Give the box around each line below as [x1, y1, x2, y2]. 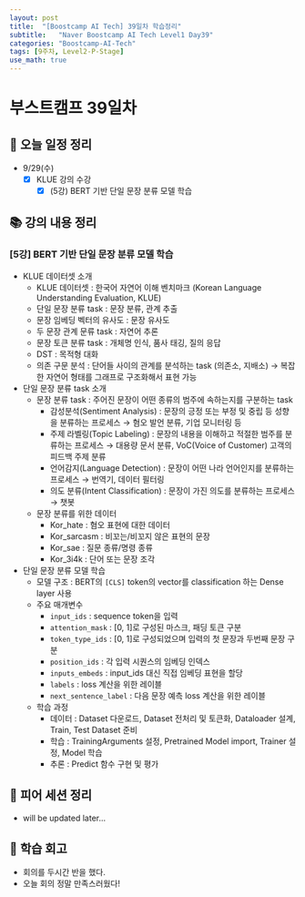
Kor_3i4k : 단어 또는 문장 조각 [49, 553, 156, 565]
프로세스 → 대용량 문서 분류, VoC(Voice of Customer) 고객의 [74, 439, 292, 451]
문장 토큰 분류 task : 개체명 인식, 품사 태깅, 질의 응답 [36, 337, 221, 348]
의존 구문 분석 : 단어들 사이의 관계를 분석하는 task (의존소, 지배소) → [36, 360, 280, 371]
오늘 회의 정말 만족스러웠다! [22, 878, 121, 889]
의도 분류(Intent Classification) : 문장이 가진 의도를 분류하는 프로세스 [49, 484, 296, 496]
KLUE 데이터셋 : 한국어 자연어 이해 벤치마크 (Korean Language [36, 281, 262, 292]
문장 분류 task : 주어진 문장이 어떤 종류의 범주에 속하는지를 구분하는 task [36, 393, 293, 405]
